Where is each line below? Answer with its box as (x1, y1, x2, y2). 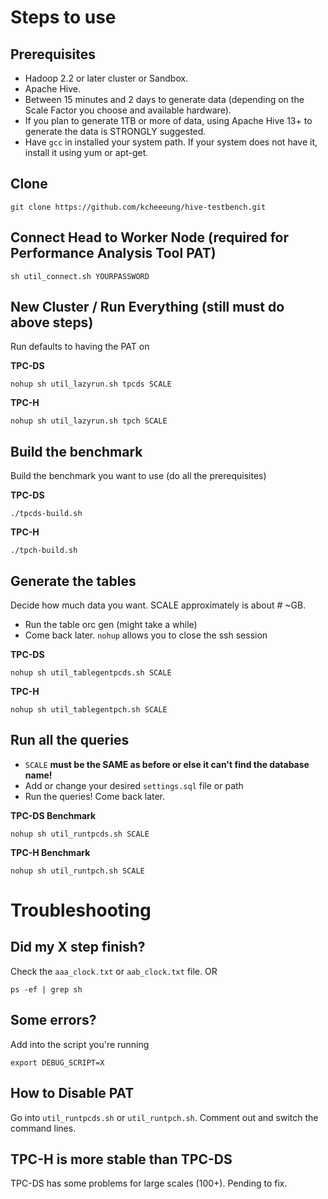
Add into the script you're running (10, 1038, 150, 1050)
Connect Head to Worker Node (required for (10, 229, 290, 246)
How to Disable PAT (10, 1085, 135, 1102)
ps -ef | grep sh (10, 984, 83, 995)
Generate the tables (10, 572, 137, 590)
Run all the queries (10, 732, 130, 749)
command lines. (10, 1122, 77, 1134)
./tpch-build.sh (10, 546, 78, 556)
